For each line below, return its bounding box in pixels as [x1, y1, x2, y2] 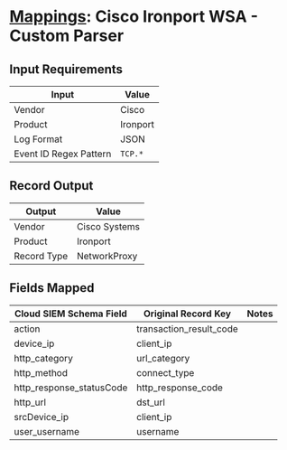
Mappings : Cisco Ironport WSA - [9, 6, 259, 27]
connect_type [136, 366, 195, 379]
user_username [14, 425, 79, 437]
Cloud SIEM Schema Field [14, 307, 128, 320]
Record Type [14, 249, 69, 262]
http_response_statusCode [14, 381, 128, 394]
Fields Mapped [9, 280, 95, 295]
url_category [136, 352, 190, 364]
